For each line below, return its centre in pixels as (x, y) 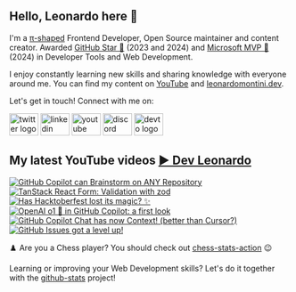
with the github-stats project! (62, 278)
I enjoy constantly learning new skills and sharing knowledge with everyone (148, 74)
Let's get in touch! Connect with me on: (82, 101)
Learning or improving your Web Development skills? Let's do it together (142, 268)
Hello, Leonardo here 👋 (74, 16)
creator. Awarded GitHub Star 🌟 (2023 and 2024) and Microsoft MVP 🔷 (139, 47)
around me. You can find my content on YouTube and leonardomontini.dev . (147, 83)
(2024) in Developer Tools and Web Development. (101, 57)
